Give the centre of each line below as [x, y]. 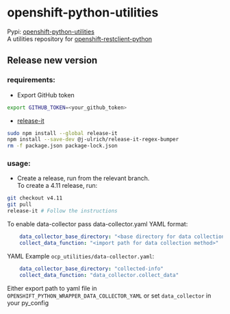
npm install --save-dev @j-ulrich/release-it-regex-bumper [93, 140]
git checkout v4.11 [35, 198]
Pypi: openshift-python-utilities [51, 32]
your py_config [28, 302]
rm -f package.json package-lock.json [62, 146]
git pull [20, 205]
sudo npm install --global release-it [62, 133]
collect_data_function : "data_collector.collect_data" [99, 275]
